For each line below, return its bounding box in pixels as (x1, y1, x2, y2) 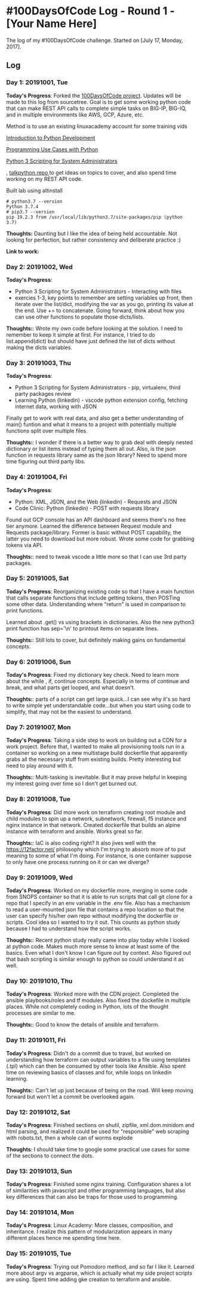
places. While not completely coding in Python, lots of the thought (6, 1003, 169, 1010)
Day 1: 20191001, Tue (6, 78, 68, 87)
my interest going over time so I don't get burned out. (6, 780, 138, 787)
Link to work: (6, 248, 39, 255)
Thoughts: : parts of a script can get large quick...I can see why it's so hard (6, 695, 191, 703)
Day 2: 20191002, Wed (6, 262, 73, 271)
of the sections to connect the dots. (6, 1152, 94, 1159)
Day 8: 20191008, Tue (6, 795, 70, 804)
